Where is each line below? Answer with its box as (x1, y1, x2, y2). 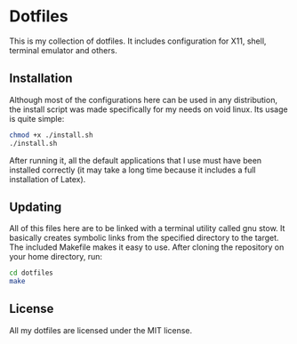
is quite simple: (9, 113, 65, 124)
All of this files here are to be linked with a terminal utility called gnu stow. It (9, 223, 285, 234)
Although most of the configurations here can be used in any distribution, (9, 94, 278, 105)
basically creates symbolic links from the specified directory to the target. (9, 233, 279, 244)
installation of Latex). (9, 173, 86, 184)
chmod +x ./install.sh (9, 131, 93, 140)
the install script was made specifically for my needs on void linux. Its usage (9, 104, 288, 115)
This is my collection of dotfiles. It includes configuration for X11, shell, (9, 36, 267, 46)
